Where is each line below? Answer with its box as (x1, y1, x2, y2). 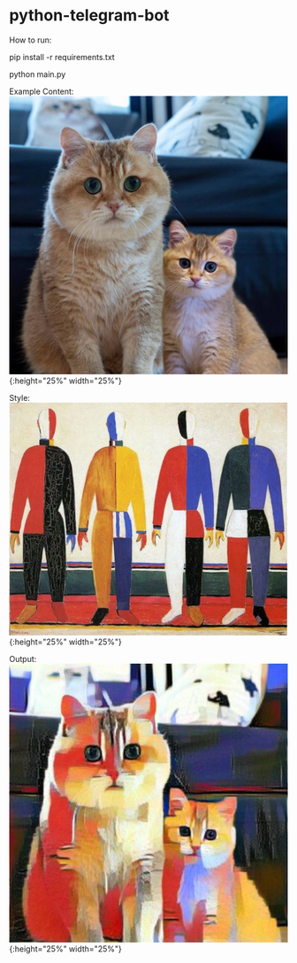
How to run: (9, 35, 52, 45)
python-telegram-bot (9, 5, 170, 26)
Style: (9, 392, 31, 403)
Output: (9, 654, 37, 665)
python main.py (9, 68, 66, 80)
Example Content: (9, 86, 74, 96)
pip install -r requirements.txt (9, 51, 115, 62)
